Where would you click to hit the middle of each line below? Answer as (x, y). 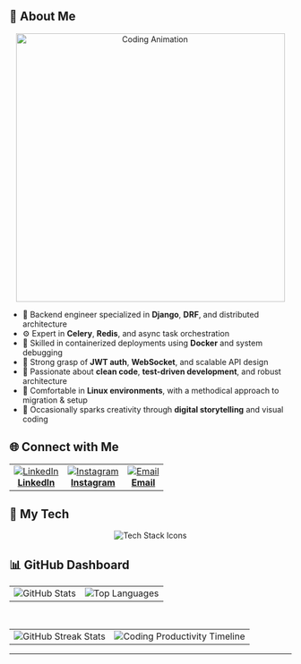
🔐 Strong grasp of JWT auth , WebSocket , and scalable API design (145, 362)
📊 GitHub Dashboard (69, 565)
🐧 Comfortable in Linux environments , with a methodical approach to (150, 390)
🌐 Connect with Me (64, 447)
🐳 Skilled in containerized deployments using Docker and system (142, 343)
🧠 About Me (43, 17)
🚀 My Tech (39, 514)
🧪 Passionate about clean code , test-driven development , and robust (152, 371)
